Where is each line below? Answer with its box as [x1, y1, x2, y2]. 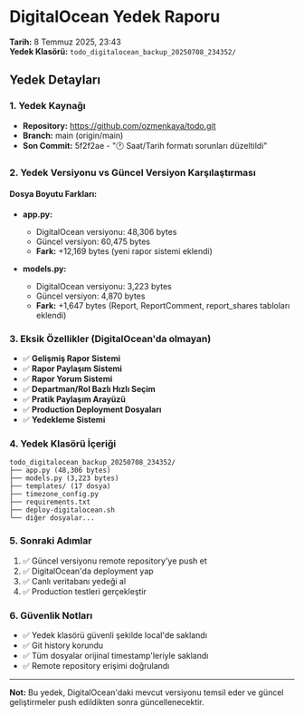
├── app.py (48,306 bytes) [9, 466, 111, 476]
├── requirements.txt [9, 497, 91, 507]
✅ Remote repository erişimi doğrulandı [22, 660, 170, 671]
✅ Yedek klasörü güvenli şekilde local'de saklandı [22, 629, 208, 641]
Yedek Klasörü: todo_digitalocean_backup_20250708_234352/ [9, 45, 237, 56]
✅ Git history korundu [22, 640, 104, 651]
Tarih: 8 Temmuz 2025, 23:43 [9, 36, 122, 47]
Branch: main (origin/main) [22, 130, 124, 141]
